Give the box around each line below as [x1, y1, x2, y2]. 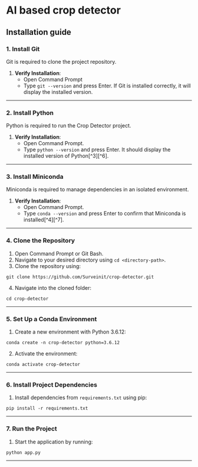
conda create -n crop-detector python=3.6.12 [6, 340, 120, 346]
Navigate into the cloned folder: [14, 284, 91, 291]
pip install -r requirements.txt [6, 406, 88, 412]
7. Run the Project [6, 424, 57, 433]
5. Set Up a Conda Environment [6, 315, 97, 323]
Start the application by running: [14, 438, 93, 445]
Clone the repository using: [14, 262, 81, 269]
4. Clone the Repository [6, 237, 75, 245]
